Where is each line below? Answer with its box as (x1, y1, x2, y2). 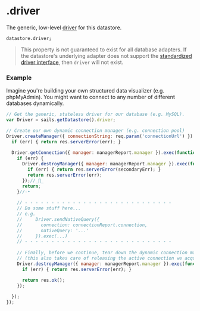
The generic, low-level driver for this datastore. (6, 24, 122, 31)
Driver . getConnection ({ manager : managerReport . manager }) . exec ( (11, 150, 177, 156)
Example (6, 73, 32, 82)
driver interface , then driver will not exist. (20, 58, 124, 66)
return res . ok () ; (21, 277, 65, 283)
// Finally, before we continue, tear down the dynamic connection (17, 250, 187, 256)
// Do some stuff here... (17, 205, 82, 211)
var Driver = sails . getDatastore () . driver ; (6, 117, 116, 123)
